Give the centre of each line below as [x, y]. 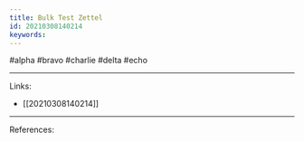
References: [32, 130]
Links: [20, 86]
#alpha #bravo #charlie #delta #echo [78, 61]
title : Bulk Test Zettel [56, 18]
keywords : [28, 34]
